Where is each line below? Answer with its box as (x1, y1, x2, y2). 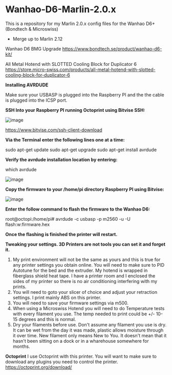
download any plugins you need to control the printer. (5, 359, 119, 365)
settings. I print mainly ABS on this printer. (12, 294, 101, 300)
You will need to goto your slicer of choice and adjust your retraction (12, 289, 158, 295)
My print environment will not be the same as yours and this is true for (12, 256, 161, 263)
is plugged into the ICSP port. (5, 97, 68, 103)
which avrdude (5, 166, 37, 172)
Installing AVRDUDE (5, 82, 49, 88)
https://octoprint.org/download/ (5, 364, 72, 370)
